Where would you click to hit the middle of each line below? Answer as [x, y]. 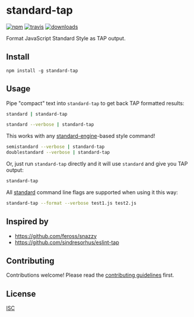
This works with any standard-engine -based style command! [81, 136]
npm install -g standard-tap [42, 71]
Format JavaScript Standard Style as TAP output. [66, 38]
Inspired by [27, 222]
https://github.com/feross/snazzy [55, 236]
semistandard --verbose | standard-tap [55, 147]
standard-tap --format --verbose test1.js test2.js [71, 203]
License [21, 294]
